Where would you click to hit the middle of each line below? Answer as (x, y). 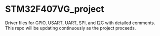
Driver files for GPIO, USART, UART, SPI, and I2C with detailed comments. (80, 23)
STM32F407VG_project (55, 9)
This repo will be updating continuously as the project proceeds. (71, 28)
